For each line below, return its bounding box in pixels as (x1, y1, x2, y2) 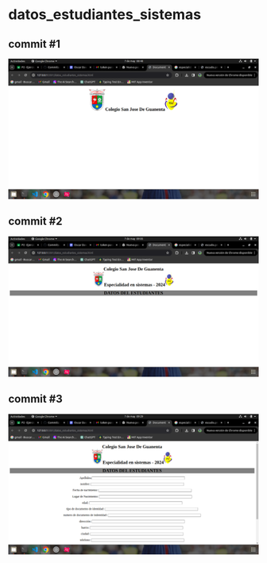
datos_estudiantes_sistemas (8, 6, 201, 24)
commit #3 (8, 392, 64, 406)
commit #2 (8, 214, 63, 228)
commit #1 (8, 37, 61, 51)
